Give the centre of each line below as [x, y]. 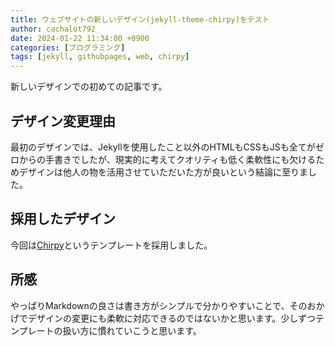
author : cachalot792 [53, 29]
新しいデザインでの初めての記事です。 [89, 87]
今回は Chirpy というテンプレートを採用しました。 [111, 245]
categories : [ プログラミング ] [68, 47]
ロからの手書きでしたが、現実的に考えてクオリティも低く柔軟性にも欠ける [163, 159]
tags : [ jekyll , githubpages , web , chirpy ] [100, 57]
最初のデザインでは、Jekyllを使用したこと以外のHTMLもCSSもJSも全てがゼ [167, 147]
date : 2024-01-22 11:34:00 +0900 [80, 38]
